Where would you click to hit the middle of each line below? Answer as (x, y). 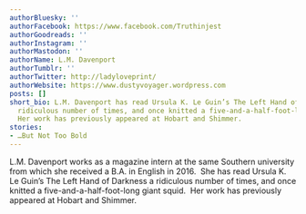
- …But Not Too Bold (49, 136)
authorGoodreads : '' (49, 34)
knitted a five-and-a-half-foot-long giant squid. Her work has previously (146, 190)
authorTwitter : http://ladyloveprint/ (83, 77)
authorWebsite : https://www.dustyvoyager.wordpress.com (117, 85)
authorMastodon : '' (46, 52)
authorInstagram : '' (49, 43)
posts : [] (28, 93)
